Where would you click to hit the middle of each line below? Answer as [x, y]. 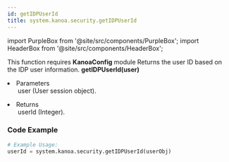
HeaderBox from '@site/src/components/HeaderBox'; [85, 48]
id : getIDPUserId [33, 14]
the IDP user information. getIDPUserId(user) [73, 69]
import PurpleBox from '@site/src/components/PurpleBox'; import [103, 40]
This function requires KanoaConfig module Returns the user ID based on [115, 62]
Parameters [33, 83]
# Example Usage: [33, 145]
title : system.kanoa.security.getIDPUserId [72, 21]
